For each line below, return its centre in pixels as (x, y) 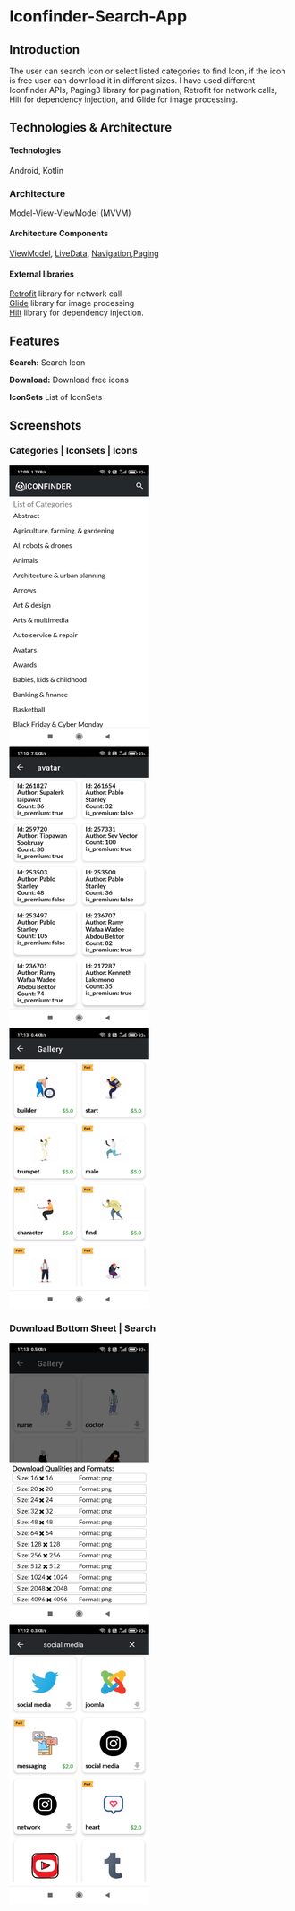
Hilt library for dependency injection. (77, 313)
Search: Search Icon (47, 363)
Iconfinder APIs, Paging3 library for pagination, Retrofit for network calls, (143, 90)
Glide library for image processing (72, 303)
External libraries (42, 274)
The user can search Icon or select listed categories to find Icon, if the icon (147, 71)
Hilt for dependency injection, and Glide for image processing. (124, 99)
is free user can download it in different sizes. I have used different (132, 81)
